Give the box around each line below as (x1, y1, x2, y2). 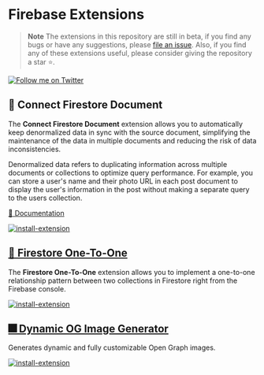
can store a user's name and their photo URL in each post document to (8, 176, 239, 186)
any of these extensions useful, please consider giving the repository (27, 48, 252, 58)
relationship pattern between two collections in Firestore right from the (8, 276, 238, 285)
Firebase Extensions (8, 6, 144, 24)
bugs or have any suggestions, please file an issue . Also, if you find (27, 39, 247, 49)
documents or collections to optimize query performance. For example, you (8, 168, 254, 177)
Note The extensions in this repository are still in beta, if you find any (27, 32, 252, 41)
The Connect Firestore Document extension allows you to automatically (8, 119, 243, 128)
